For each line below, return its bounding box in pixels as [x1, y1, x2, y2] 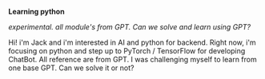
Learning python [8, 7, 66, 16]
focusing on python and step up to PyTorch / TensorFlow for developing [8, 46, 246, 55]
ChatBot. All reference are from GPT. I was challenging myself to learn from [8, 55, 258, 64]
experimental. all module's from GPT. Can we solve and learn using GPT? [8, 22, 251, 31]
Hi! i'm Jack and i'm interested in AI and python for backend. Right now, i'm [8, 38, 256, 47]
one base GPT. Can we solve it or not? [8, 63, 135, 73]
